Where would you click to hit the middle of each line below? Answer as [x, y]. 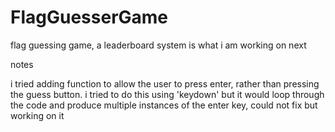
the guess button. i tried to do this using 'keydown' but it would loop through [167, 94]
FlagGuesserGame [89, 17]
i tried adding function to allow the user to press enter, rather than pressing [165, 83]
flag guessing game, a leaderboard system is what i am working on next [158, 45]
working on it [37, 115]
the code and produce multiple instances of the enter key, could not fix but [164, 105]
